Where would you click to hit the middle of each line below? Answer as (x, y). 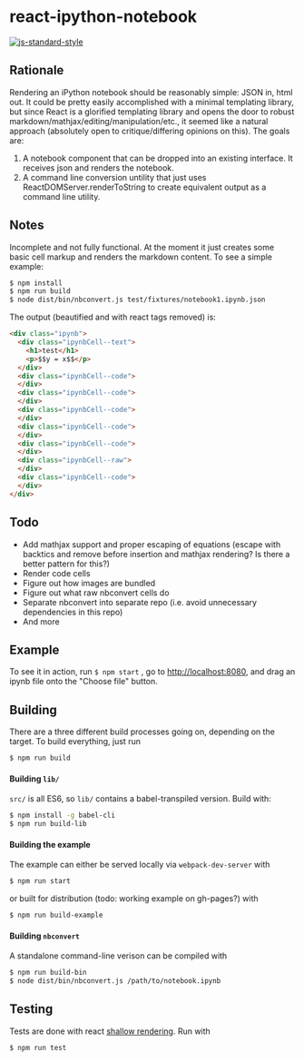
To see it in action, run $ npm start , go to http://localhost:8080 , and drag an (152, 672)
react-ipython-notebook (103, 17)
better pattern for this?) (66, 564)
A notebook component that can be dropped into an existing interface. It (157, 158)
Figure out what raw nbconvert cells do (96, 593)
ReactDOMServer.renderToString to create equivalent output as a (144, 187)
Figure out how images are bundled (89, 583)
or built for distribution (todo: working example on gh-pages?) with (134, 899)
